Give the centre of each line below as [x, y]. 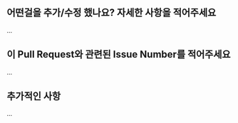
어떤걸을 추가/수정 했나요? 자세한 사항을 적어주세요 [112, 13]
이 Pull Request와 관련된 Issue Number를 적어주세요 [119, 54]
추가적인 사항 [34, 96]
